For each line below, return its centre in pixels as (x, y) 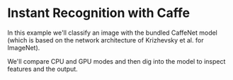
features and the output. (42, 69)
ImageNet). (24, 47)
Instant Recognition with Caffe (99, 13)
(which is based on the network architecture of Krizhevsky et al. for (106, 40)
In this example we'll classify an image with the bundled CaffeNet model (113, 33)
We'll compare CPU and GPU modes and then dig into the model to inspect (116, 61)
